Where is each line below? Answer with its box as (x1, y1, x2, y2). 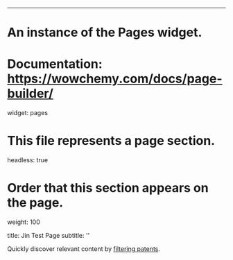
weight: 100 (7, 218, 40, 226)
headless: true (7, 156, 49, 164)
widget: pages (7, 109, 49, 117)
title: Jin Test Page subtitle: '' (7, 232, 90, 239)
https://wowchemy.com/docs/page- (7, 71, 223, 87)
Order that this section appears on (7, 180, 209, 196)
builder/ (7, 86, 53, 101)
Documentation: (7, 56, 103, 72)
